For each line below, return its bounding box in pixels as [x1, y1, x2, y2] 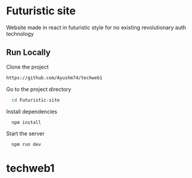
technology [6, 30, 34, 37]
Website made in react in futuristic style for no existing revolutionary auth [6, 24, 187, 31]
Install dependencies [6, 108, 58, 115]
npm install [11, 119, 42, 126]
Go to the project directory [6, 85, 72, 93]
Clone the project [6, 63, 49, 70]
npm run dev [11, 142, 42, 148]
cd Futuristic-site [11, 97, 60, 103]
